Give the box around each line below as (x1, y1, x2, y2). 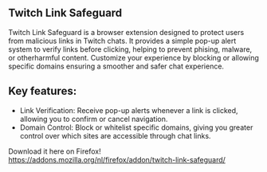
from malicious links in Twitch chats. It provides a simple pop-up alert (8, 36, 237, 45)
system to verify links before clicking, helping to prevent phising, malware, (8, 44, 253, 54)
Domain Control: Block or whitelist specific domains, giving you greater (19, 123, 253, 132)
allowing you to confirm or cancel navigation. (19, 114, 168, 123)
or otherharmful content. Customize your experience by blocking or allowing (8, 53, 259, 62)
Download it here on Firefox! (8, 147, 101, 156)
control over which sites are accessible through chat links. (19, 131, 211, 140)
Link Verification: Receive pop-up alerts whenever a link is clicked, (19, 105, 238, 115)
